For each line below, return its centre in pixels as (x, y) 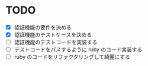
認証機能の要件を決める (43, 27)
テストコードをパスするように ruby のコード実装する (78, 49)
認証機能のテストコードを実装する (56, 42)
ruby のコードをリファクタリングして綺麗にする (72, 57)
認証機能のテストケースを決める (53, 35)
